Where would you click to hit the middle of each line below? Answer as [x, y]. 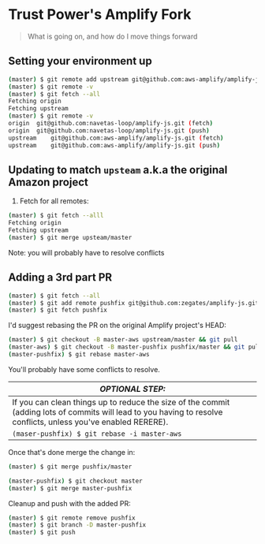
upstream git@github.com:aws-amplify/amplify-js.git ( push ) [114, 145]
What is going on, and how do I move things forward [112, 36]
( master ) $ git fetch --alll [56, 216]
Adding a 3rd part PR [60, 278]
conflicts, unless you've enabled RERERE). [90, 422]
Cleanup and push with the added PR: [70, 503]
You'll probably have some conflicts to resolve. [84, 369]
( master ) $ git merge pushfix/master [70, 467]
